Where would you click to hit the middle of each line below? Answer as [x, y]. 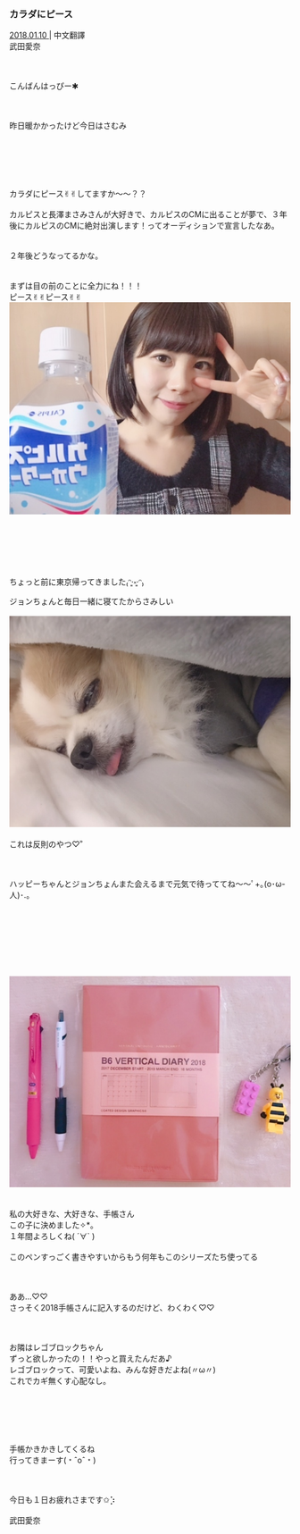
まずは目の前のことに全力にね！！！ [76, 286]
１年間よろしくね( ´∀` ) [52, 1236]
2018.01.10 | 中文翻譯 [47, 35]
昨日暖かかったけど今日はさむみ [68, 126]
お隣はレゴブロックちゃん [56, 1347]
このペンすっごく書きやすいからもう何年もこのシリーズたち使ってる [134, 1256]
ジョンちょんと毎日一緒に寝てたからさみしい [92, 601]
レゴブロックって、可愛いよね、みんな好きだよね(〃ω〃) [112, 1370]
